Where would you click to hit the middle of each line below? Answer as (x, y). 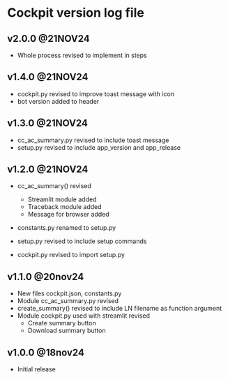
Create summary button (62, 323)
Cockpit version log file (76, 13)
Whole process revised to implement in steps (82, 55)
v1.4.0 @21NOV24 (48, 77)
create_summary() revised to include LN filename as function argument (120, 309)
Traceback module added (65, 207)
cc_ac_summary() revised (54, 186)
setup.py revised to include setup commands (82, 241)
